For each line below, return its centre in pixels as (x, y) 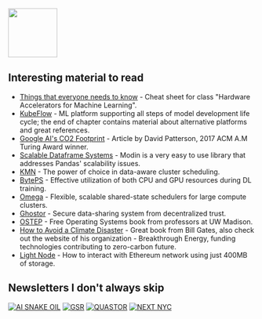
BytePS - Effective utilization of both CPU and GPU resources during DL (136, 179)
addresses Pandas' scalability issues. (80, 163)
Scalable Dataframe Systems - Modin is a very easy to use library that (132, 155)
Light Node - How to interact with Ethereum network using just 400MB (133, 255)
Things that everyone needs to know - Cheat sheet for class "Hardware (135, 96)
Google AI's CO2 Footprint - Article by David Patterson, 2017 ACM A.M (133, 138)
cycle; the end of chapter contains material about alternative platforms (133, 121)
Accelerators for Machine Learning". (78, 105)
